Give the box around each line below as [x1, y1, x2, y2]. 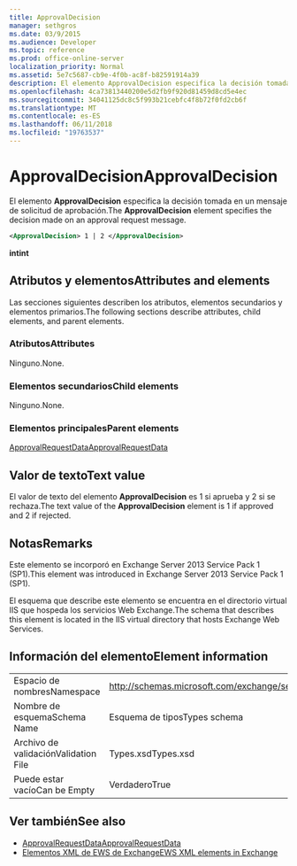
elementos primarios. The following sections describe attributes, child [9, 306, 261, 317]
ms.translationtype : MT [9, 104, 97, 112]
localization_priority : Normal [9, 63, 125, 72]
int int [9, 247, 29, 258]
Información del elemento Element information [9, 649, 269, 664]
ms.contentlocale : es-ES [9, 112, 101, 120]
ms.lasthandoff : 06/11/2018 [9, 120, 113, 129]
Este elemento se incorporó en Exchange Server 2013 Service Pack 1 [9, 560, 261, 570]
